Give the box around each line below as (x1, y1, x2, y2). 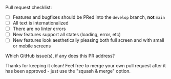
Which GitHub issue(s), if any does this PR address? (5, 53, 115, 59)
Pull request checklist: (5, 5, 52, 10)
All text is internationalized (12, 20, 69, 26)
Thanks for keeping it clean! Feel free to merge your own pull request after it (5, 63, 166, 69)
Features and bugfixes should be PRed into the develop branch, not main (12, 14, 165, 20)
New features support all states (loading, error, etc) (12, 32, 121, 38)
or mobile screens (12, 43, 51, 49)
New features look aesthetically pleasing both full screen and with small (12, 37, 164, 43)
